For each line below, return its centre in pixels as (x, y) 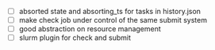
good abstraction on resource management (90, 29)
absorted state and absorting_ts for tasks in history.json (110, 11)
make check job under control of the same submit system (113, 20)
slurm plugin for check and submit (75, 37)
